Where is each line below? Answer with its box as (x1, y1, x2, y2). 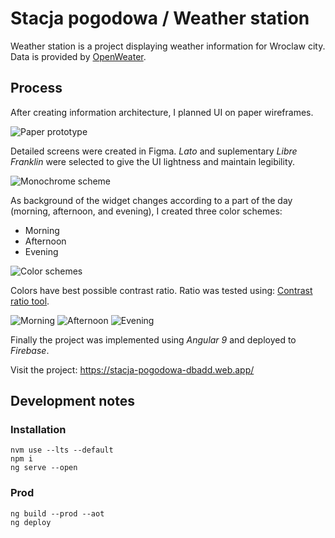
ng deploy (10, 517, 52, 527)
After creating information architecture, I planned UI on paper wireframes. (10, 106, 314, 118)
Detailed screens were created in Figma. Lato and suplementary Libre (10, 145, 298, 157)
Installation (10, 423, 67, 437)
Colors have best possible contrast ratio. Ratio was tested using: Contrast (10, 284, 313, 296)
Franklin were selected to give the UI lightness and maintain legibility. (10, 155, 296, 167)
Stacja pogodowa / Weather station (10, 7, 310, 30)
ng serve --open (10, 463, 78, 473)
